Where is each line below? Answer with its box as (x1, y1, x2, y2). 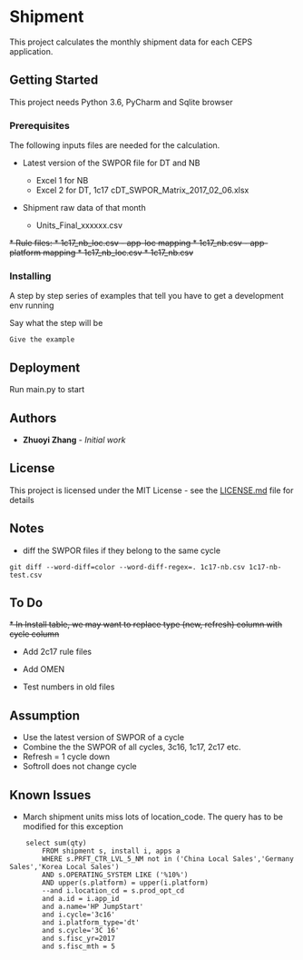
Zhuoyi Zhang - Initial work (22, 434, 126, 445)
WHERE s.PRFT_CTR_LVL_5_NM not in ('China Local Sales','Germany (42, 855, 295, 864)
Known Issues (9, 787, 92, 803)
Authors (9, 411, 57, 426)
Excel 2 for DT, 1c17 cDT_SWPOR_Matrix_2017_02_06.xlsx (35, 184, 249, 196)
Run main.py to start (9, 384, 85, 395)
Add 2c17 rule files (22, 647, 93, 658)
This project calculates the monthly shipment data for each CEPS (9, 36, 253, 47)
